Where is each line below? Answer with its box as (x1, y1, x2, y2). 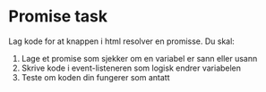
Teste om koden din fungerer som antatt (21, 71, 170, 82)
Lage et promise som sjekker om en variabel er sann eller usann (21, 53, 258, 63)
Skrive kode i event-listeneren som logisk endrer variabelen (21, 63, 242, 73)
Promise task (8, 6, 108, 27)
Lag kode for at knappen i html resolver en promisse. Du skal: (8, 36, 235, 46)
